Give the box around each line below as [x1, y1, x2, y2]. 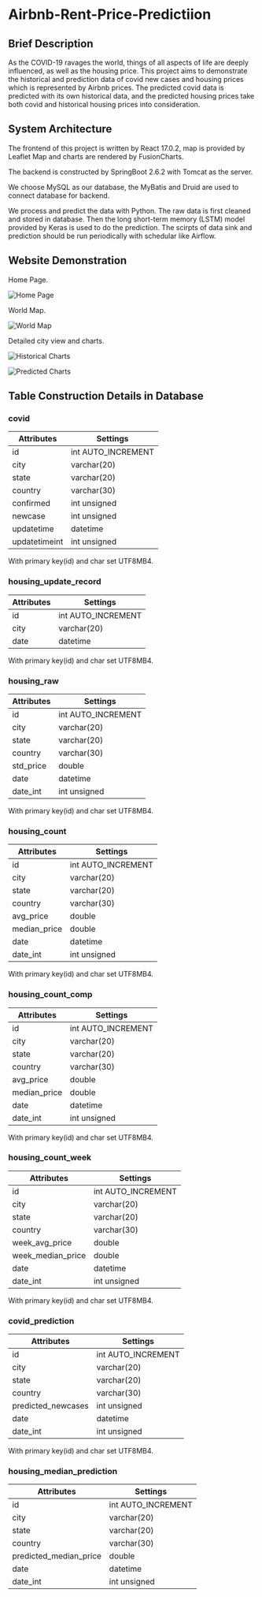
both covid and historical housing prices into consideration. [8, 100, 201, 109]
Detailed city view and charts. [8, 336, 105, 345]
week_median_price [12, 1249, 87, 1260]
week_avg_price [12, 1237, 72, 1248]
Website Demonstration [8, 254, 127, 267]
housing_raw [8, 676, 59, 687]
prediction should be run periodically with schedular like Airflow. [8, 231, 216, 240]
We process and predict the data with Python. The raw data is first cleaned [8, 206, 251, 215]
